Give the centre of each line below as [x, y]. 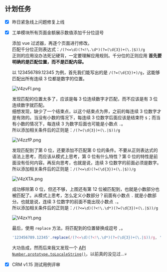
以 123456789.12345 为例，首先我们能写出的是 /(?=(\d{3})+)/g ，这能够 [86, 72]
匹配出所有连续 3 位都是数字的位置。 [50, 78]
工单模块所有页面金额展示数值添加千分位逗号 [58, 32]
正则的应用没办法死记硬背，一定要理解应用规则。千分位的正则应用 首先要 [87, 55]
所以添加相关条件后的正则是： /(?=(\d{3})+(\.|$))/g [66, 130]
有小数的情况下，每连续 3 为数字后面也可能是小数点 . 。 [69, 124]
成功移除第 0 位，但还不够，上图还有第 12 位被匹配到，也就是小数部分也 [86, 189]
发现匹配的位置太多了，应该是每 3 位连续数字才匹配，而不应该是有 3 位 [85, 99]
